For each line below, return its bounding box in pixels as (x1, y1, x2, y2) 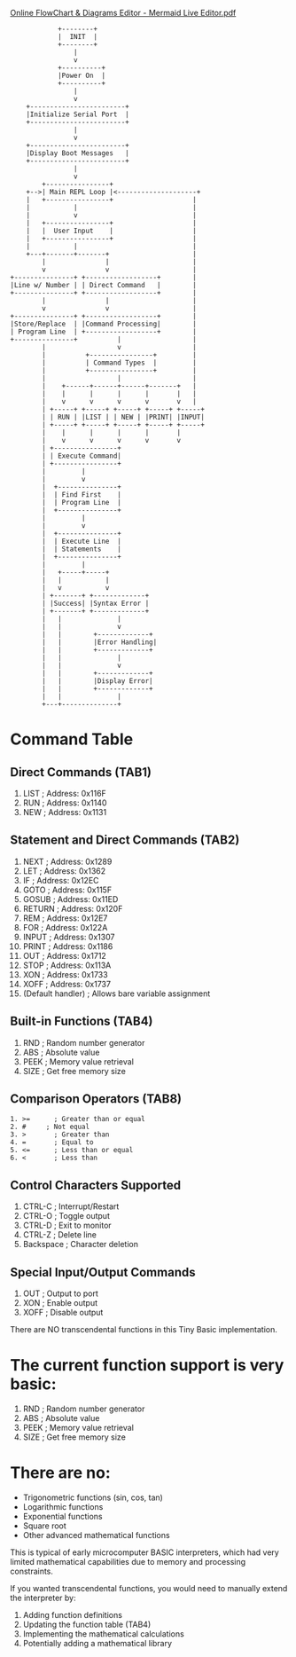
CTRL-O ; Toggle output (22, 1211, 110, 1221)
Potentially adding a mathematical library (22, 1637, 172, 1648)
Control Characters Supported (10, 1177, 182, 1192)
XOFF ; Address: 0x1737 (22, 978, 112, 989)
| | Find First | (42, 491, 122, 499)
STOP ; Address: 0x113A (22, 960, 112, 970)
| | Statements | (42, 545, 122, 554)
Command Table (10, 729, 134, 750)
